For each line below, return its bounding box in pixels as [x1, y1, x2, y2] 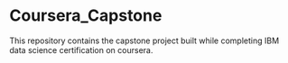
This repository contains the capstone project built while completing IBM [9, 35, 280, 46]
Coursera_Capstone [9, 5, 163, 26]
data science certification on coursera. [9, 44, 153, 55]
